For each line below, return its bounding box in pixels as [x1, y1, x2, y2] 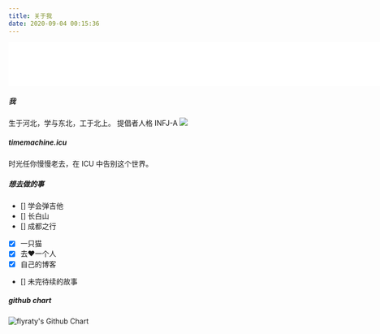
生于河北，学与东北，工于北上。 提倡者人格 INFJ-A [8, 119, 179, 128]
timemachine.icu [8, 137, 67, 147]
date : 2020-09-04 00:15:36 [8, 20, 100, 28]
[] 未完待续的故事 [19, 276, 78, 286]
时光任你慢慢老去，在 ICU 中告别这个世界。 [8, 159, 153, 169]
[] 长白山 [19, 211, 50, 221]
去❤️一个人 [19, 249, 57, 258]
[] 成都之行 [19, 221, 57, 232]
